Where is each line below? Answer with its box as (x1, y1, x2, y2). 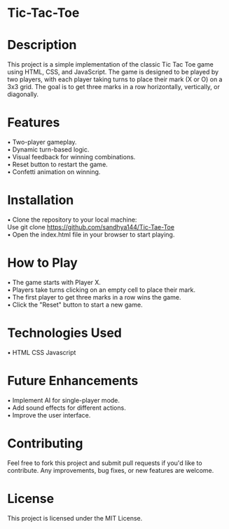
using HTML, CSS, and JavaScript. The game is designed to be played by (7, 68, 219, 76)
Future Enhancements (7, 373, 139, 389)
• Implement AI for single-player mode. (7, 396, 120, 404)
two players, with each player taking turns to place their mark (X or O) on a (7, 75, 223, 83)
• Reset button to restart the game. (7, 160, 109, 169)
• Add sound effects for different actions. (7, 403, 126, 412)
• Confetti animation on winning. (7, 168, 101, 176)
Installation (7, 192, 74, 208)
